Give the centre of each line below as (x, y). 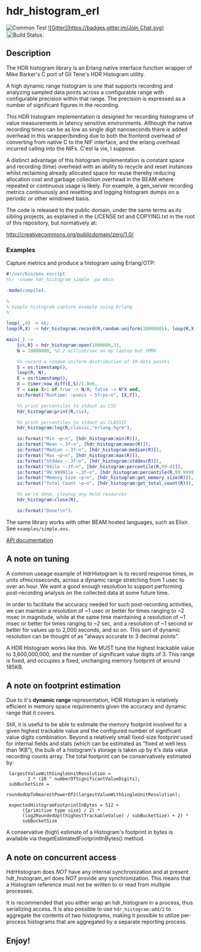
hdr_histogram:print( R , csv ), (53, 411)
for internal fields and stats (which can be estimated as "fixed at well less (96, 744)
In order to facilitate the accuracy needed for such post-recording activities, (100, 604)
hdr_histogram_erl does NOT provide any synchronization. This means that (98, 878)
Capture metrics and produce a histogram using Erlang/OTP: (81, 263)
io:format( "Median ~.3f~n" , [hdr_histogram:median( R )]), (89, 450)
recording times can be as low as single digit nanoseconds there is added (97, 129)
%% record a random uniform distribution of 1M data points (93, 361)
